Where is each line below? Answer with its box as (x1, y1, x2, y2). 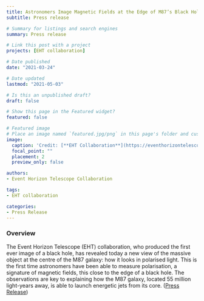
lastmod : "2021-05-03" (6, 81, 64, 87)
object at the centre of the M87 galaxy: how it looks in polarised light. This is (6, 256, 197, 263)
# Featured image (6, 125, 50, 131)
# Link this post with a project (6, 42, 91, 49)
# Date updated (6, 75, 45, 81)
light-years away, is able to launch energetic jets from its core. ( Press (6, 282, 180, 289)
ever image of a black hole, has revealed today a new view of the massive (6, 249, 191, 257)
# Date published (6, 59, 50, 65)
